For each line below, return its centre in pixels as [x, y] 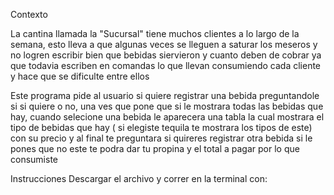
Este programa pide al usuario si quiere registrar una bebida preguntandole [165, 95]
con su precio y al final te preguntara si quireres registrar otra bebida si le [161, 138]
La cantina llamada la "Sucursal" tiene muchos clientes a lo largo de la [155, 33]
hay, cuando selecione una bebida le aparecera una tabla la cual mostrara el [167, 117]
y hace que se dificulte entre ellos [80, 76]
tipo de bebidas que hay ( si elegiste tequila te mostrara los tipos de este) [161, 127]
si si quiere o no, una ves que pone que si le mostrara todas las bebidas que [167, 106]
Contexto [29, 14]
